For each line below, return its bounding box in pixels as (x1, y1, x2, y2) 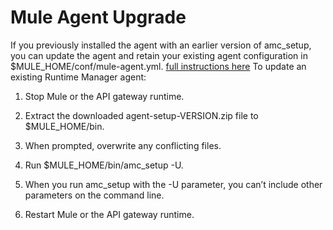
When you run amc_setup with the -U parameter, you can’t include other (24, 178, 323, 190)
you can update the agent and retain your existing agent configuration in (10, 49, 308, 61)
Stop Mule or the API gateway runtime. (24, 90, 185, 102)
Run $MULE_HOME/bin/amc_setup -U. (24, 159, 184, 171)
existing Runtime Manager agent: (10, 71, 147, 83)
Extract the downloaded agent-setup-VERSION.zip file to (24, 109, 259, 121)
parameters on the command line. (24, 189, 165, 201)
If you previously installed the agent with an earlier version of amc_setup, (10, 39, 312, 51)
